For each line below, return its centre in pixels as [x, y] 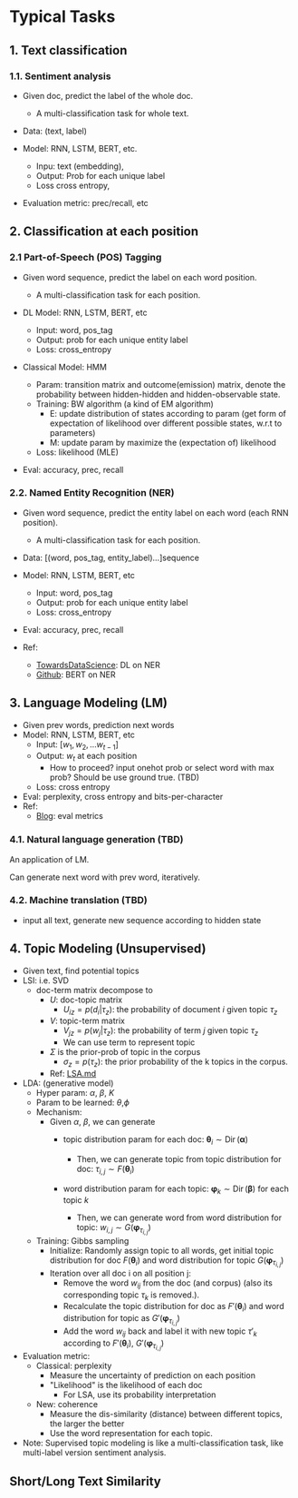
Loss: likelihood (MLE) [77, 452]
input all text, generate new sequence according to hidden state [142, 920]
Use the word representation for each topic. [131, 1434]
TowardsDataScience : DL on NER [98, 665]
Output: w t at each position [87, 757]
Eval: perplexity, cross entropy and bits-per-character [123, 797]
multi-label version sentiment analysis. [94, 1453]
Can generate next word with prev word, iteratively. [105, 877]
